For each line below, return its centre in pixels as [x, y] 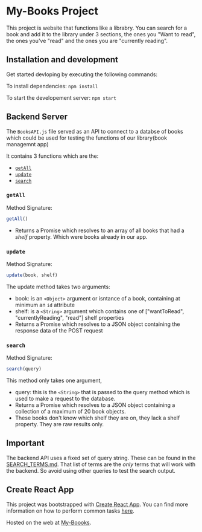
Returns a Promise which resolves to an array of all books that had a [100, 230]
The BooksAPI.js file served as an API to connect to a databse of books [95, 131]
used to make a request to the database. [65, 399]
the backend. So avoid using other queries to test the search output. [91, 470]
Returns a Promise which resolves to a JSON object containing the [97, 324]
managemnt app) [28, 144]
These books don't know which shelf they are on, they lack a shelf [97, 418]
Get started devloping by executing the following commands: [82, 74]
